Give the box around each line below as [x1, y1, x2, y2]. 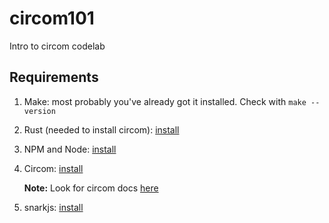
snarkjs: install [23, 201, 84, 213]
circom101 [9, 7, 95, 30]
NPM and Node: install [23, 143, 117, 155]
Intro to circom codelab [9, 40, 106, 52]
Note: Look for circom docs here [23, 182, 159, 194]
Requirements [9, 69, 99, 86]
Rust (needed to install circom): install [23, 123, 180, 136]
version [23, 106, 56, 116]
